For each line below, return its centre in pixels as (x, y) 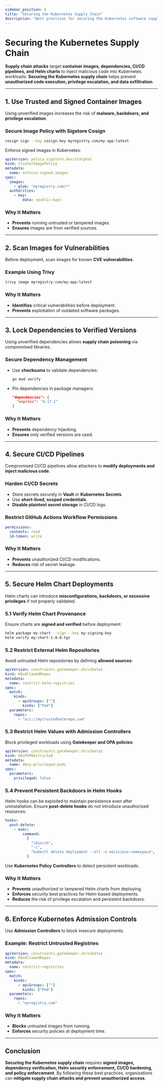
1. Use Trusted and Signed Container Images (73, 102)
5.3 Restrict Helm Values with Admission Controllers (68, 732)
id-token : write (26, 536)
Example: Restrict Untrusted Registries (52, 943)
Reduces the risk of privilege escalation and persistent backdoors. (79, 899)
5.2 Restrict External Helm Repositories (52, 650)
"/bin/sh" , (42, 843)
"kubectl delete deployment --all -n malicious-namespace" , (93, 852)
